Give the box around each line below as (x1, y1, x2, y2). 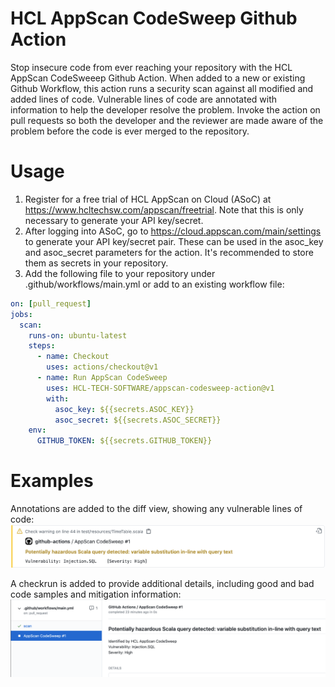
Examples (10, 470, 94, 492)
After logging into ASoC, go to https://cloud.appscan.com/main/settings (24, 225, 322, 237)
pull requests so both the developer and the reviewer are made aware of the (10, 114, 324, 126)
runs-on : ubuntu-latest (28, 330, 128, 341)
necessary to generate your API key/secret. (24, 214, 204, 226)
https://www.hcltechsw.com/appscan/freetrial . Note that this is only (24, 203, 304, 216)
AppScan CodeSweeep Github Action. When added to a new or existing (10, 72, 306, 84)
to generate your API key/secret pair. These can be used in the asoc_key (24, 235, 324, 247)
